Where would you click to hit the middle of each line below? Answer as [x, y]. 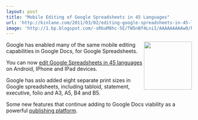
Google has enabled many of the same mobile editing [71, 45]
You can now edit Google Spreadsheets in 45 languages [74, 63]
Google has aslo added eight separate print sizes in [68, 80]
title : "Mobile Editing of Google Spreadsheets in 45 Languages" [88, 17]
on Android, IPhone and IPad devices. [52, 69]
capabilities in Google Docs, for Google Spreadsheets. [72, 51]
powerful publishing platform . [42, 111]
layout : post [22, 12]
